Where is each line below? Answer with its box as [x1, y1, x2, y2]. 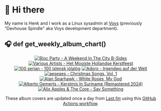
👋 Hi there [4, 4, 44, 15]
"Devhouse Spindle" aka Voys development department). [4, 25, 118, 31]
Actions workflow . [63, 100, 99, 106]
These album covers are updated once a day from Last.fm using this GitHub [5, 95, 157, 101]
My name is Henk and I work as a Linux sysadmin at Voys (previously [4, 20, 142, 26]
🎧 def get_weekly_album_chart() [4, 40, 106, 48]
